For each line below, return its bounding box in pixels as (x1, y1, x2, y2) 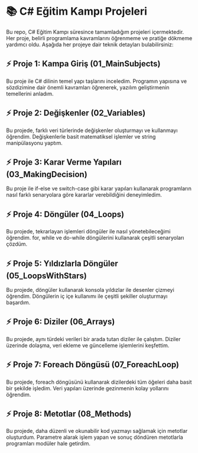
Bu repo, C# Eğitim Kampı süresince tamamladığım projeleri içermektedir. (6, 28, 184, 36)
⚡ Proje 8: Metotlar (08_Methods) (6, 409, 132, 419)
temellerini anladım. (6, 90, 54, 97)
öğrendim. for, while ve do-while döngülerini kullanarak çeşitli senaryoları (6, 234, 184, 242)
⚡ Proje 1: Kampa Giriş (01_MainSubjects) (6, 59, 161, 69)
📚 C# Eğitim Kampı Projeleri (6, 5, 148, 18)
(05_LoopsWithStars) (6, 271, 87, 281)
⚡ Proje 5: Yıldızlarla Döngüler (6, 258, 118, 268)
